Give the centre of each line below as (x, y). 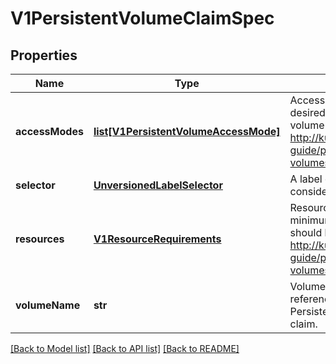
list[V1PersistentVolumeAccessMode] (187, 131)
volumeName (48, 305)
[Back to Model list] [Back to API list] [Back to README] (125, 348)
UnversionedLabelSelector (158, 185)
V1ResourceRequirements (157, 239)
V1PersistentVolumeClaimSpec (142, 18)
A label (306, 179)
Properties (44, 55)
